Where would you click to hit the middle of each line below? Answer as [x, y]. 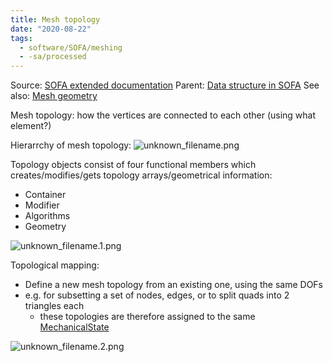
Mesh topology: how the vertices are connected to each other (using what [163, 115]
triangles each [54, 306]
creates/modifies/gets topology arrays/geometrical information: [141, 175]
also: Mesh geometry [54, 96]
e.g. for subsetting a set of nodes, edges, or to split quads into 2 [157, 295]
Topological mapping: [55, 265]
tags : [21, 38]
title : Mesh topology [55, 19]
